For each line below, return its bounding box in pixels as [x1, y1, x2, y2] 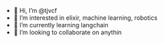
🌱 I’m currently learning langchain [13, 21, 109, 29]
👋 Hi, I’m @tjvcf [13, 7, 57, 14]
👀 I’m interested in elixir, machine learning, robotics [13, 14, 158, 22]
